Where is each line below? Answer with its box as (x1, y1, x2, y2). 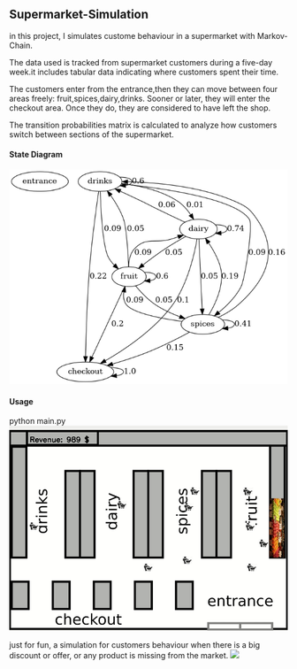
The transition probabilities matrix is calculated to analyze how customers (9, 119, 278, 130)
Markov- (256, 30, 288, 41)
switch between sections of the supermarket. (9, 128, 174, 140)
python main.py (9, 416, 66, 427)
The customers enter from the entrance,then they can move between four (9, 83, 278, 94)
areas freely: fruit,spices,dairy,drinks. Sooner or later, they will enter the (9, 93, 270, 104)
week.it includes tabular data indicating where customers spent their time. (9, 66, 279, 77)
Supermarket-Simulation (9, 7, 148, 22)
